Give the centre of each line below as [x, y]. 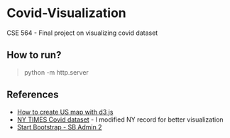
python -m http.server [56, 72]
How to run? [34, 55]
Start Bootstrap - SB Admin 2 [59, 127]
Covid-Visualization [67, 13]
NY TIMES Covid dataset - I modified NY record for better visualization [120, 120]
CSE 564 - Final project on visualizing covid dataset [82, 33]
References [33, 95]
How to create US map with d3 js [65, 112]
